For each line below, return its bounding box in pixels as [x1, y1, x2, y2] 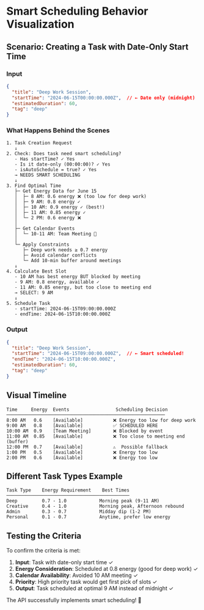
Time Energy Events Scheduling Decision [6, 406, 168, 413]
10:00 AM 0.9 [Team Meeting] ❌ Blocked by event [6, 428, 163, 434]
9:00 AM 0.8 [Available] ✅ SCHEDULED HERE [6, 422, 158, 428]
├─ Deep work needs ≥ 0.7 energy [22, 247, 108, 253]
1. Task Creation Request [6, 140, 72, 146]
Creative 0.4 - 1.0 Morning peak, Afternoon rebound [6, 503, 184, 510]
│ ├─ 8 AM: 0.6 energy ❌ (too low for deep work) [14, 194, 147, 200]
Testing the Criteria [6, 531, 82, 541]
